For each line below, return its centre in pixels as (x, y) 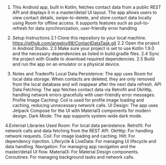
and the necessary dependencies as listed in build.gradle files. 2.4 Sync (86, 54)
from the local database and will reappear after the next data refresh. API (87, 84)
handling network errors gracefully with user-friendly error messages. (84, 95)
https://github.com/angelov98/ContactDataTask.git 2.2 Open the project (86, 43)
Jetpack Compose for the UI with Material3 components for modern (82, 110)
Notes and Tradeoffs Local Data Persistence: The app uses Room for (82, 74)
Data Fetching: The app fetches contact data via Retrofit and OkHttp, (82, 89)
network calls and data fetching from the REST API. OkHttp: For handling (79, 131)
